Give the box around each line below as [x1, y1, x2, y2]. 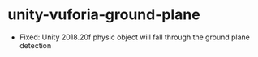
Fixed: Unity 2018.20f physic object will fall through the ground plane [19, 32, 251, 42]
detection [19, 40, 52, 50]
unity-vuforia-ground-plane [7, 6, 200, 24]
